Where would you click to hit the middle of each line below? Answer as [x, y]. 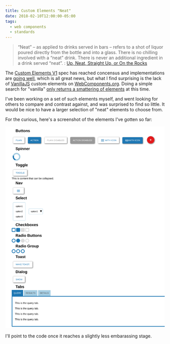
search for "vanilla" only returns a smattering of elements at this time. [78, 89]
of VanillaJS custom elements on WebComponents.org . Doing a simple [79, 84]
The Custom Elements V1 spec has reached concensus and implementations [85, 73]
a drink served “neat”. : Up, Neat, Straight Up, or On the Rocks [82, 63]
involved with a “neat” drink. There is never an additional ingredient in [90, 58]
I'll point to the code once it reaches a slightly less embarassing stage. [78, 336]
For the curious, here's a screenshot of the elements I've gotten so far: [79, 119]
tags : [11, 21]
